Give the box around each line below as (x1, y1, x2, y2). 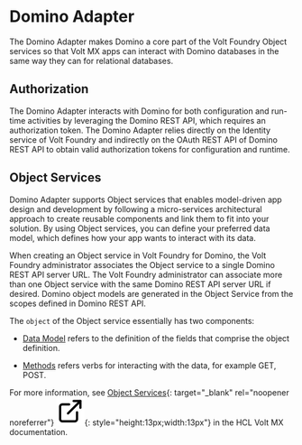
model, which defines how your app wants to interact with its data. (9, 232, 257, 243)
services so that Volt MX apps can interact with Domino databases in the (9, 45, 279, 56)
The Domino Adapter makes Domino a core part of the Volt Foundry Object (9, 36, 288, 47)
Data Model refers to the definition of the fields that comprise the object (22, 332, 290, 344)
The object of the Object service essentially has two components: (9, 315, 255, 326)
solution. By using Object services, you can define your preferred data (9, 223, 270, 234)
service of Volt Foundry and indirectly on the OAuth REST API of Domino (9, 134, 278, 145)
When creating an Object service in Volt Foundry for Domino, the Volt (9, 250, 267, 261)
